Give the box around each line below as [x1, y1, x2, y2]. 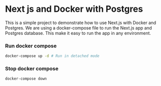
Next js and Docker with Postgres [5, 3, 143, 15]
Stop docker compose [5, 65, 59, 72]
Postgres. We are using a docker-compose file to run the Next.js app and [5, 25, 152, 30]
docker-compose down [5, 76, 47, 82]
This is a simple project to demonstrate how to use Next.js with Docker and [5, 20, 157, 26]
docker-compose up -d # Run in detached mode [5, 54, 99, 58]
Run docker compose [5, 42, 57, 49]
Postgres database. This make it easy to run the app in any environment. [5, 30, 151, 36]
